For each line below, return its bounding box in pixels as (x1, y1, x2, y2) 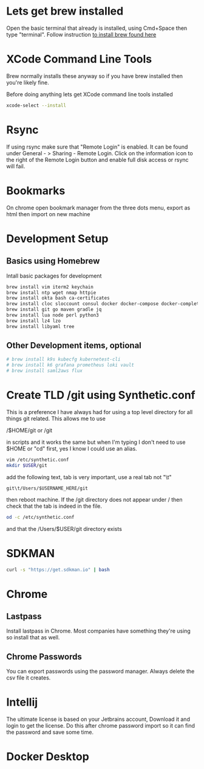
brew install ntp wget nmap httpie (6, 289, 97, 296)
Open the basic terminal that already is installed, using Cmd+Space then (6, 24, 188, 32)
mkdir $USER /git (6, 462, 47, 468)
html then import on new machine (6, 210, 90, 217)
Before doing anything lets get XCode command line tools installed (6, 90, 173, 98)
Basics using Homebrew (6, 256, 100, 266)
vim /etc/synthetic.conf (6, 457, 69, 463)
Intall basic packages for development (6, 272, 102, 279)
